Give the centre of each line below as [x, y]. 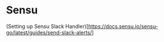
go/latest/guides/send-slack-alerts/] [50, 32]
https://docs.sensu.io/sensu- [123, 26]
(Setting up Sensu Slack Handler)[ [47, 26]
